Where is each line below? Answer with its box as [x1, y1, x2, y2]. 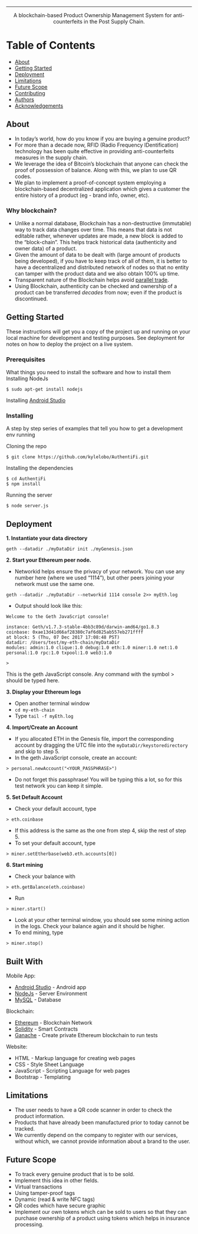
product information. [14, 1112, 65, 1119]
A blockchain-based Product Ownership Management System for [14, 12, 172, 18]
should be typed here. [6, 677, 60, 684]
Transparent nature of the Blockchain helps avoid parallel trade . [14, 276, 169, 284]
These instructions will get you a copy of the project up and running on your [6, 328, 190, 335]
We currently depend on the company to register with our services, [14, 1131, 178, 1138]
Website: [6, 1043, 28, 1050]
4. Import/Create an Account [6, 724, 78, 731]
